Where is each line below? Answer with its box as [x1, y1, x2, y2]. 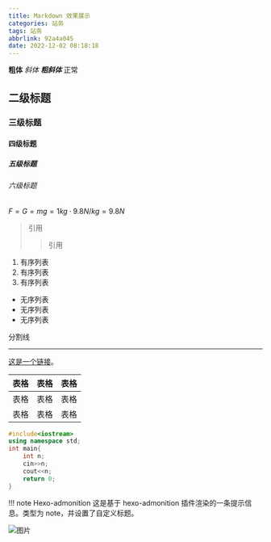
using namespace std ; [8, 437, 81, 445]
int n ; [23, 452, 45, 460]
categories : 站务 [8, 19, 65, 27]
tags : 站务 [8, 27, 43, 35]
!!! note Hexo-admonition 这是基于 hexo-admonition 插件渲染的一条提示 [8, 498, 245, 507]
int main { [8, 445, 42, 453]
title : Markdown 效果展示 [8, 11, 91, 20]
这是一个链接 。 [8, 356, 58, 366]
